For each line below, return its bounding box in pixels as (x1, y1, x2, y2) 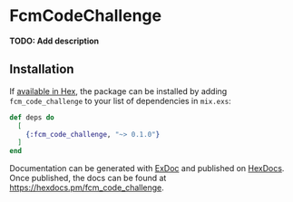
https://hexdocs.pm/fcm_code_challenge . (9, 182, 165, 193)
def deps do (9, 112, 54, 122)
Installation (9, 62, 74, 77)
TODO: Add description (9, 35, 100, 46)
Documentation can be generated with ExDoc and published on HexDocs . (9, 163, 285, 174)
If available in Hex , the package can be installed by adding (9, 85, 228, 96)
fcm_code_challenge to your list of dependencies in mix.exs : (9, 95, 231, 106)
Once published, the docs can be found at (9, 173, 167, 184)
